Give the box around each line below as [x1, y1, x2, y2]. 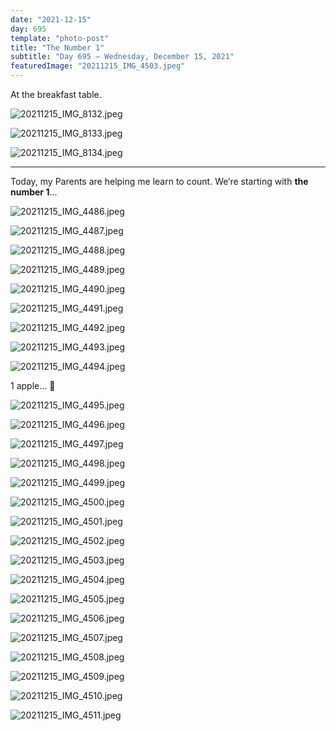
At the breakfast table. [10, 89, 102, 100]
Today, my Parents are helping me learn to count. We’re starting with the [10, 176, 309, 187]
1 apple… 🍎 [10, 380, 56, 391]
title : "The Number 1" [10, 42, 105, 53]
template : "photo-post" [10, 33, 110, 43]
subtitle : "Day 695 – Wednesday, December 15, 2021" [10, 52, 235, 62]
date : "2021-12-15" [10, 14, 92, 25]
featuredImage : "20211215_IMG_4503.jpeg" [10, 61, 186, 71]
